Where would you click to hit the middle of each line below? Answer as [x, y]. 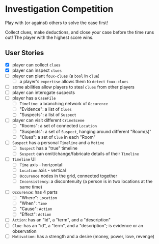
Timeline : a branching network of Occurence [64, 104]
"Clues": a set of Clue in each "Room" [57, 137]
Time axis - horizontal [41, 165]
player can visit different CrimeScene [48, 120]
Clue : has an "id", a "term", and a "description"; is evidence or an [78, 225]
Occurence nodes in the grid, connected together [68, 176]
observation [24, 231]
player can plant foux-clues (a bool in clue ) [56, 76]
